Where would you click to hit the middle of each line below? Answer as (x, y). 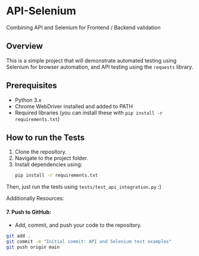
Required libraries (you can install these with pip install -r (88, 113)
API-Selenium (41, 11)
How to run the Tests (46, 137)
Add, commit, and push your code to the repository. (78, 225)
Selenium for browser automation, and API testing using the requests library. (100, 67)
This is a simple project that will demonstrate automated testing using (91, 60)
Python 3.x (28, 100)
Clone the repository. (41, 152)
